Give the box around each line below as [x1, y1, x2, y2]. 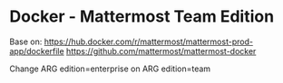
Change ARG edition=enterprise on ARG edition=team [9, 63, 211, 74]
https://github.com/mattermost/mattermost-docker [66, 45, 257, 56]
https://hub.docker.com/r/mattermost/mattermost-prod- [44, 36, 254, 47]
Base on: [9, 36, 43, 47]
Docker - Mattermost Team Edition [9, 6, 275, 27]
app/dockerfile [9, 45, 65, 56]
